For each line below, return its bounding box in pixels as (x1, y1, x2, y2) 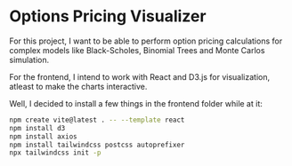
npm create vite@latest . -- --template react (9, 115, 185, 124)
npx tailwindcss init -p (9, 148, 101, 157)
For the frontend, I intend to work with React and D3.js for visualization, (9, 71, 270, 82)
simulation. (9, 54, 50, 65)
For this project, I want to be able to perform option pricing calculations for (9, 36, 283, 46)
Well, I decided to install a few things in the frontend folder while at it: (9, 98, 263, 108)
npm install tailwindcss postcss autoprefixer (9, 140, 185, 149)
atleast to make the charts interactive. (9, 81, 148, 91)
